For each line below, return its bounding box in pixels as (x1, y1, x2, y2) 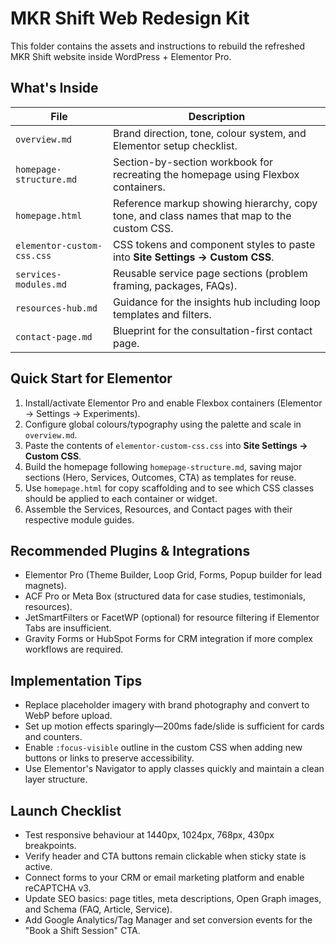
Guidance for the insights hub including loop (112, 295, 321, 309)
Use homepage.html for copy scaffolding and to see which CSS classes (24, 482, 315, 494)
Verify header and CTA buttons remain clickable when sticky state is (24, 850, 307, 862)
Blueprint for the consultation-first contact (112, 323, 313, 337)
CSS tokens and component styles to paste (112, 237, 316, 251)
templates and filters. (112, 307, 212, 321)
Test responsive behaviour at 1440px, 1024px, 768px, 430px (24, 829, 275, 841)
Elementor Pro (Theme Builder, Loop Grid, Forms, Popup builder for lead (24, 569, 322, 581)
